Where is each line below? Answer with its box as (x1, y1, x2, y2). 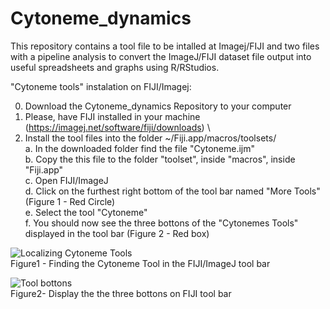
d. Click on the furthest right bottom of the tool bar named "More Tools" (24, 185, 321, 197)
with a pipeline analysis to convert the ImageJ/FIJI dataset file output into (10, 50, 312, 62)
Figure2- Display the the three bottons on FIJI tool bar (10, 287, 232, 299)
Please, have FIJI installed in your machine (24, 110, 201, 122)
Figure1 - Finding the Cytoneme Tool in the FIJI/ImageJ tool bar (10, 257, 271, 269)
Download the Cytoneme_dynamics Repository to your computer (24, 100, 292, 112)
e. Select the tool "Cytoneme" (24, 206, 148, 218)
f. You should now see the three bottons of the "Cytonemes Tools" (24, 217, 299, 229)
